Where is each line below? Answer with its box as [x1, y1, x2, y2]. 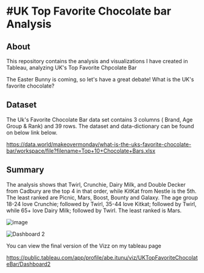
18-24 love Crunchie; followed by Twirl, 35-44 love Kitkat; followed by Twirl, [6, 200, 197, 207]
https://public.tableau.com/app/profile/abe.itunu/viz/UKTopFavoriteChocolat [6, 254, 198, 261]
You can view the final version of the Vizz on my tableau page [6, 242, 161, 249]
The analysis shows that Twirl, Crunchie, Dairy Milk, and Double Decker [6, 181, 186, 188]
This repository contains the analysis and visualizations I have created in [6, 58, 188, 64]
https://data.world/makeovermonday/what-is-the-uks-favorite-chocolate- [6, 140, 192, 148]
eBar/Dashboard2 [6, 260, 51, 268]
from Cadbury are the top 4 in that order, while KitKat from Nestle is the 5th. [6, 187, 197, 195]
